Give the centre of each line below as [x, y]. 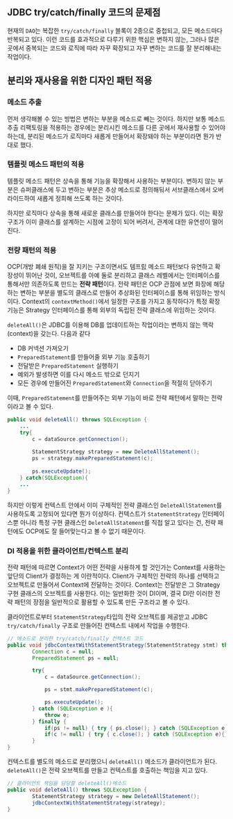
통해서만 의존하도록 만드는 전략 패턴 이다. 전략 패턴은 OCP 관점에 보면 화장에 [110, 284]
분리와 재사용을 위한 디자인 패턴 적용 [80, 81]
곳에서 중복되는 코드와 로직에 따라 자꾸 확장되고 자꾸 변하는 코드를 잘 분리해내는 [114, 48]
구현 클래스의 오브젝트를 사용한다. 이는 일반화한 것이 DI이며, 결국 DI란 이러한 [110, 593]
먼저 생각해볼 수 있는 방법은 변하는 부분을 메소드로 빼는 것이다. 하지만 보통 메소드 [116, 119]
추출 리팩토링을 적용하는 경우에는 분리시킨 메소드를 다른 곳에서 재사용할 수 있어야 [116, 127]
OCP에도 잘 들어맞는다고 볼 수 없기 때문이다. [86, 531]
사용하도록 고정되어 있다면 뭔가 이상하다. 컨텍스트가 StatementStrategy [104, 514]
